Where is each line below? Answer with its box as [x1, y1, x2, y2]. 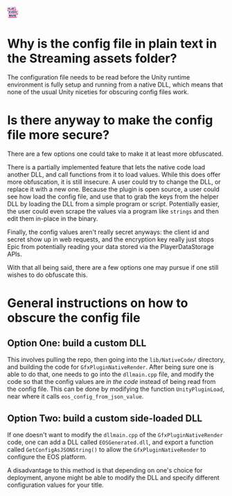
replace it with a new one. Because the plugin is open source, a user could [7, 185, 220, 194]
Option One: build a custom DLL [7, 337, 147, 349]
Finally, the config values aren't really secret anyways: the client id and [7, 228, 209, 237]
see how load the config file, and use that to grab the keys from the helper [7, 192, 220, 201]
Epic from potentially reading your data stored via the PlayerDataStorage [7, 243, 215, 251]
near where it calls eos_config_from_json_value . [7, 392, 144, 401]
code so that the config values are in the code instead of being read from [7, 378, 216, 386]
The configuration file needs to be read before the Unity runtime [7, 73, 190, 82]
